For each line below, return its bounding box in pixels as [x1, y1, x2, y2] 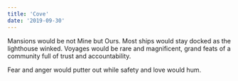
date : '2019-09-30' [7, 17, 65, 24]
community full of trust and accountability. [7, 51, 131, 60]
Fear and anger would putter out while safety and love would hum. [7, 65, 201, 74]
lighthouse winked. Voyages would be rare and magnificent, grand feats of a [7, 44, 231, 53]
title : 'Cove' [7, 10, 50, 18]
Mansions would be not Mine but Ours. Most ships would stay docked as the [7, 36, 231, 45]
